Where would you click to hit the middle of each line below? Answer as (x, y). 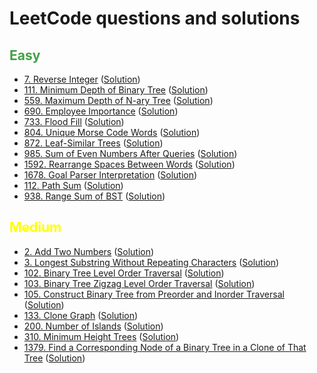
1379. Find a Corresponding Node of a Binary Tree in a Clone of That (165, 347)
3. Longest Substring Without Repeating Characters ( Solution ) (151, 262)
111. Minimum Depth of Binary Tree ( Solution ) (116, 90)
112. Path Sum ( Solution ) (73, 185)
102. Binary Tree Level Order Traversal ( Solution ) (124, 273)
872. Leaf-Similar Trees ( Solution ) (93, 143)
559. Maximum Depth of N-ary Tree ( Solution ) (118, 100)
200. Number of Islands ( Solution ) (93, 326)
